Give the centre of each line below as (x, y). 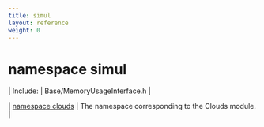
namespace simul (68, 69)
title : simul (30, 15)
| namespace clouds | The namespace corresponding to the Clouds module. (132, 106)
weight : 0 (25, 30)
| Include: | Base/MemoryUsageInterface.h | (80, 91)
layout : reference (38, 23)
